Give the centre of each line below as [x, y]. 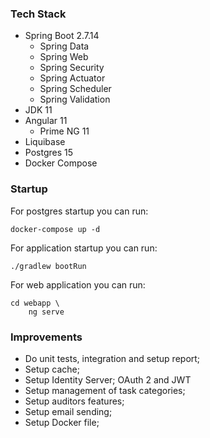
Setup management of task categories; [105, 390]
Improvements [46, 337]
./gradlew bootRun [48, 266]
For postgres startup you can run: [79, 211]
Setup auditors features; [74, 401]
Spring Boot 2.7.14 [62, 36]
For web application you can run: [78, 284]
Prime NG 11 [64, 131]
